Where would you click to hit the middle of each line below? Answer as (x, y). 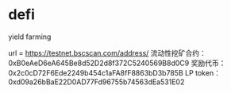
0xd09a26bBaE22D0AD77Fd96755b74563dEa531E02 (96, 82)
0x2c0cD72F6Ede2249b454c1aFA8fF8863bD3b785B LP (101, 72)
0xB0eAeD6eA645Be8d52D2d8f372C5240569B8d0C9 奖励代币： (117, 63)
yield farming (30, 37)
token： (208, 72)
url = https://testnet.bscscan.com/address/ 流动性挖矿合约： (107, 52)
